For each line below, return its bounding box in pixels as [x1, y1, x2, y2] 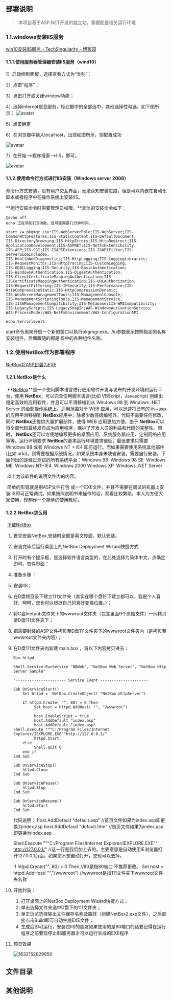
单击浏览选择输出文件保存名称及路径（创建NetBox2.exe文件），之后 [20, 911, 162, 917]
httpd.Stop [22, 785, 46, 790]
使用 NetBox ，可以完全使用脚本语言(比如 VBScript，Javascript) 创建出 [14, 393, 163, 399]
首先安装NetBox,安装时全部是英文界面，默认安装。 [13, 532, 120, 539]
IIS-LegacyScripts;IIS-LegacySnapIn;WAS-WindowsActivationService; [6, 305, 153, 310]
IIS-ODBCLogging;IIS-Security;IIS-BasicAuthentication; [6, 265, 127, 270]
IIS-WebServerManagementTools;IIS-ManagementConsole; [6, 292, 123, 297]
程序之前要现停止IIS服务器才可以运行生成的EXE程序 [20, 930, 129, 936]
